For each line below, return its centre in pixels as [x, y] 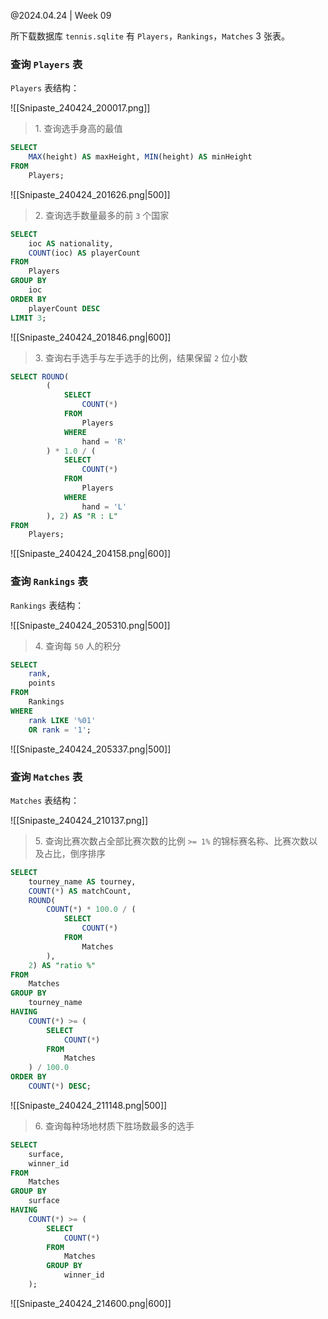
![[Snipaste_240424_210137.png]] [79, 820]
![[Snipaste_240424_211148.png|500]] [89, 1105]
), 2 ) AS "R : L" [82, 516]
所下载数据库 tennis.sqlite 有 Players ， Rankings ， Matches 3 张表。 [150, 36]
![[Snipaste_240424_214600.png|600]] [91, 1303]
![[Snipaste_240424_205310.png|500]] [90, 625]
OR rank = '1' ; [60, 730]
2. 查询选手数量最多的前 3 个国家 [102, 215]
